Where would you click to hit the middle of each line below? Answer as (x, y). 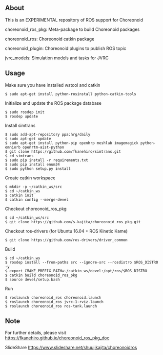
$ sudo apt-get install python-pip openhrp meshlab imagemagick (72, 143)
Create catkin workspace (30, 178)
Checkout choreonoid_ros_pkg (36, 209)
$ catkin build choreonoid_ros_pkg (41, 275)
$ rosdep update (21, 116)
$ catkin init (20, 195)
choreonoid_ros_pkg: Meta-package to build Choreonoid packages (72, 29)
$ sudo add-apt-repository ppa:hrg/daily (48, 134)
